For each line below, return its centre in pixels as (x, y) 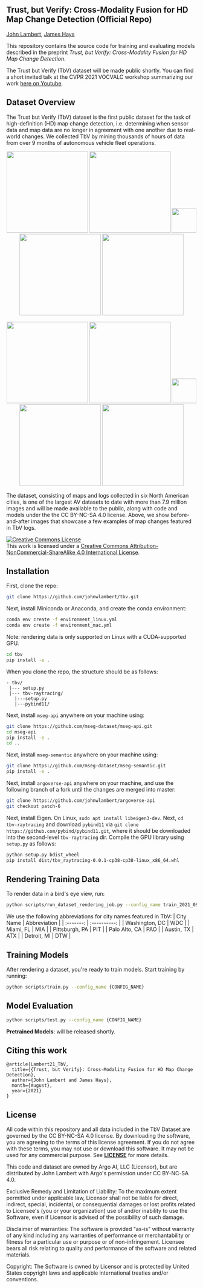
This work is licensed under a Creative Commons (67, 546)
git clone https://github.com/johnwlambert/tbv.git (72, 597)
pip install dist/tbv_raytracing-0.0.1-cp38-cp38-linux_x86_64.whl (93, 860)
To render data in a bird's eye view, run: (56, 894)
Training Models (37, 955)
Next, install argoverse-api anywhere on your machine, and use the (90, 783)
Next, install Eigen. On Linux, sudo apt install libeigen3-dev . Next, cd (95, 818)
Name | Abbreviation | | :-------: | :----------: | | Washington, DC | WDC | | (98, 923)
